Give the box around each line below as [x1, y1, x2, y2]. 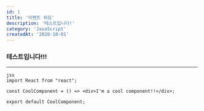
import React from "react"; [6, 78, 78, 84]
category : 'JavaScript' [6, 25, 67, 32]
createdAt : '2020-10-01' [6, 32, 69, 38]
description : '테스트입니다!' [6, 20, 75, 26]
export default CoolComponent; [6, 99, 86, 105]
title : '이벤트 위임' [6, 15, 55, 21]
